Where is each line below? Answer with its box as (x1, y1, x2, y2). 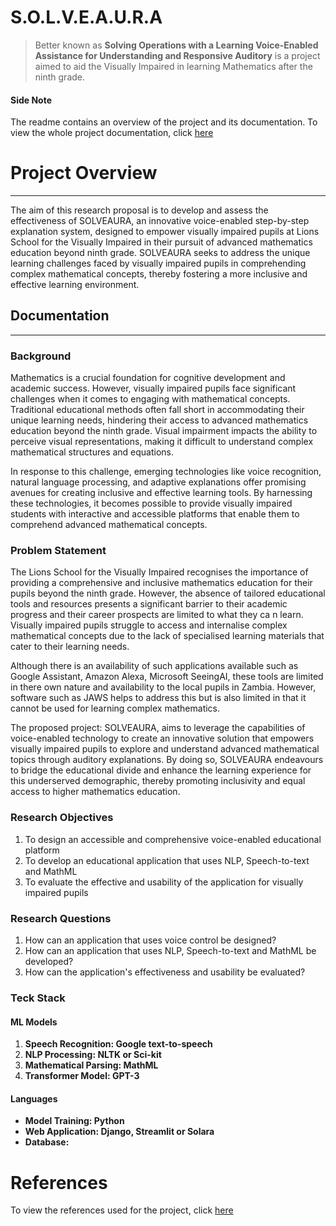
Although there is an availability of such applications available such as (10, 660, 299, 672)
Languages (10, 1092, 58, 1105)
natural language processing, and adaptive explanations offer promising (10, 476, 307, 488)
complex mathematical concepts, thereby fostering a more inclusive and (10, 268, 308, 280)
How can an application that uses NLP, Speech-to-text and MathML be (24, 945, 317, 957)
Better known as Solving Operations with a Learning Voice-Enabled (34, 39, 319, 51)
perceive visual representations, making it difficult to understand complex (10, 436, 314, 448)
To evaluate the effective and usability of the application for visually (24, 876, 304, 888)
